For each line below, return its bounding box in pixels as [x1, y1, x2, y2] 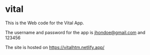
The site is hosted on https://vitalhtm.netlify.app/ [5, 44, 105, 50]
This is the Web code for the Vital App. [5, 20, 84, 26]
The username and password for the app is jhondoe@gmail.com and [5, 29, 146, 35]
